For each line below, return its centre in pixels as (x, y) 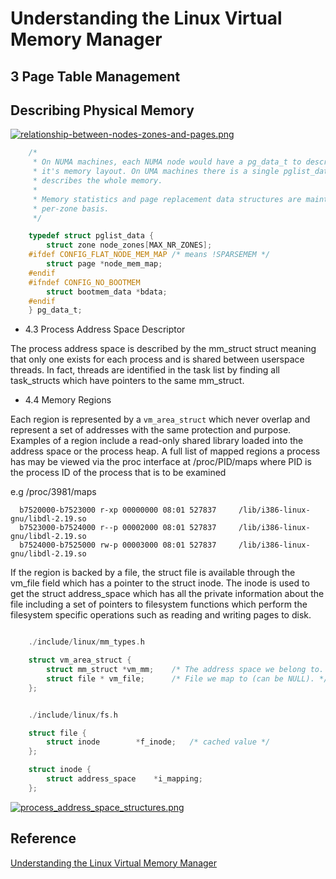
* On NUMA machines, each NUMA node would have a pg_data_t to (167, 162)
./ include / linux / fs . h (73, 715)
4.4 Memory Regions (68, 400)
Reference (43, 838)
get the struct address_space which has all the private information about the (167, 594)
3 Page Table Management (95, 76)
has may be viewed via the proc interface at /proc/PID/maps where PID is (161, 462)
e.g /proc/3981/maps (53, 492)
